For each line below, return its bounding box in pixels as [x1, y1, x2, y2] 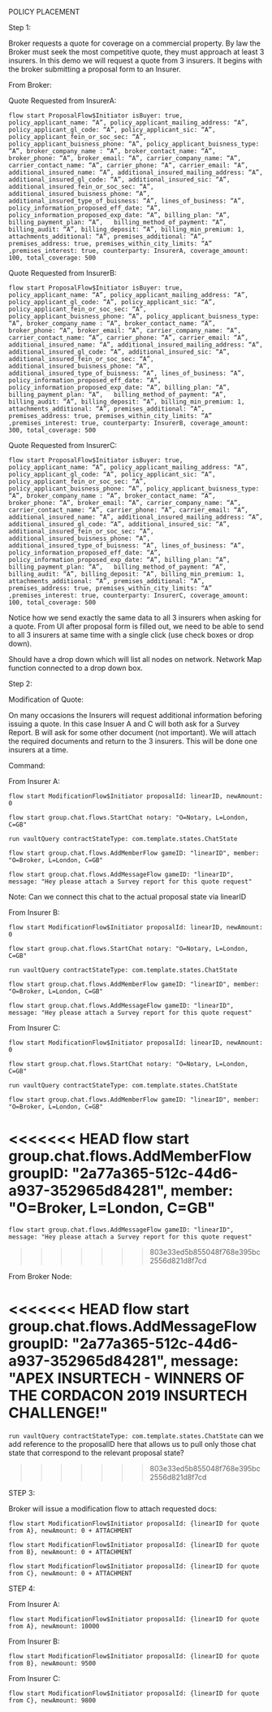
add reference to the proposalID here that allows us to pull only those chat [8, 1439, 257, 1448]
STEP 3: [8, 1488, 35, 1497]
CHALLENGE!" [8, 1404, 108, 1422]
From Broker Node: [8, 1271, 72, 1281]
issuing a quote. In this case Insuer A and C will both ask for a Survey [8, 719, 240, 729]
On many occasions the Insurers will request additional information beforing [8, 711, 262, 720]
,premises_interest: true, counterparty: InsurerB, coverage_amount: [8, 419, 249, 427]
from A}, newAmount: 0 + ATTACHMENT [8, 1527, 132, 1535]
